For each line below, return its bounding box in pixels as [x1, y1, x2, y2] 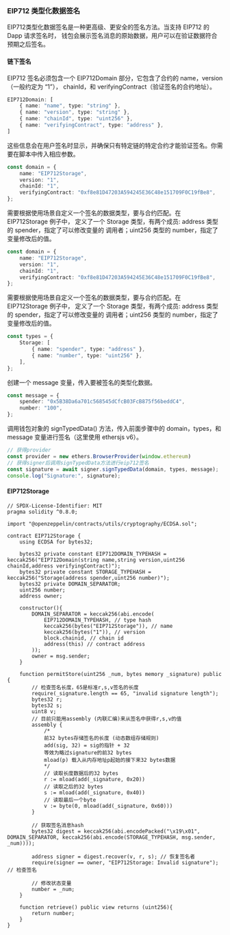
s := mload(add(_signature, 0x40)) [43, 789, 146, 796]
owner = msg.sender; [31, 653, 90, 660]
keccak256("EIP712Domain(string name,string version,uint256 [7, 556, 186, 563]
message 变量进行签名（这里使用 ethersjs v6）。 [7, 433, 142, 441]
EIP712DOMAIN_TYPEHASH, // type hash [43, 616, 152, 623]
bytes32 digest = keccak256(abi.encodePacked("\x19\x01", [31, 828, 201, 835]
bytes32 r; [31, 696, 63, 703]
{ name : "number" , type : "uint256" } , [31, 352, 142, 359]
